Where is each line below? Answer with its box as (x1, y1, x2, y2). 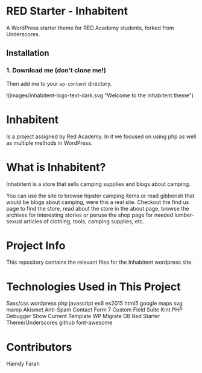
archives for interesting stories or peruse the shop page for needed (6, 211, 174, 218)
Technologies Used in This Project (6, 279, 181, 293)
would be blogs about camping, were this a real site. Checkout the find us (6, 198, 189, 206)
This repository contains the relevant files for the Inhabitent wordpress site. (6, 258, 193, 266)
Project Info (6, 238, 66, 252)
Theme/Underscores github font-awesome (6, 319, 113, 327)
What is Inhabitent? (6, 160, 106, 174)
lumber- (174, 211, 195, 218)
